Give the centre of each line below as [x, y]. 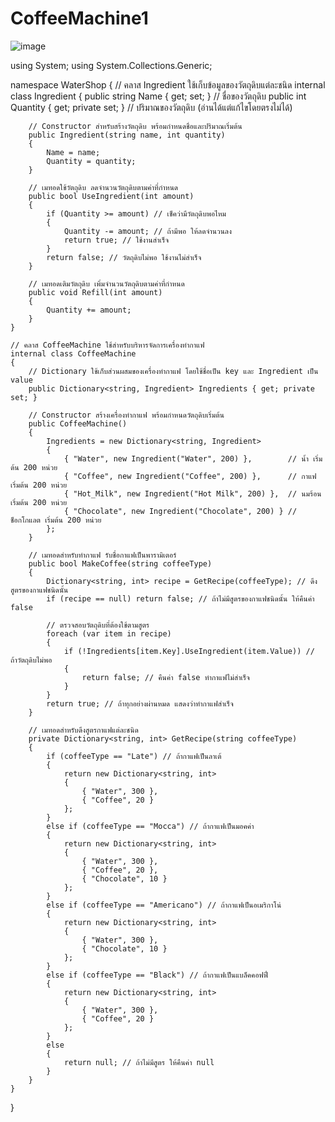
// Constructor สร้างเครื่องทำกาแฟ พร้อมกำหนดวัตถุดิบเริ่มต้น [126, 415]
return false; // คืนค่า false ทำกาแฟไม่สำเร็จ [165, 677]
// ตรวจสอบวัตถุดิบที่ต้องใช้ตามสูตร [98, 625]
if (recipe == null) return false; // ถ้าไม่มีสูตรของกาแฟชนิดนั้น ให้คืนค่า [180, 598]
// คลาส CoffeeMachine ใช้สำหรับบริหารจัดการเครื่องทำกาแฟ [107, 345]
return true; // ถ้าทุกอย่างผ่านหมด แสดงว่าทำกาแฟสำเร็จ [140, 703]
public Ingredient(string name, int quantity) [127, 135]
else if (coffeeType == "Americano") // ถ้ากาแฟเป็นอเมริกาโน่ [164, 905]
